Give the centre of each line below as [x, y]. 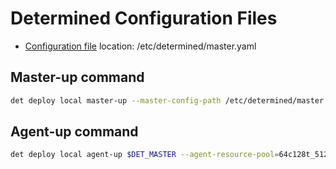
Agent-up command [74, 132]
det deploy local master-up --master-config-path [116, 100]
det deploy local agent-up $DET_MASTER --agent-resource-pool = [145, 155]
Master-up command [77, 77]
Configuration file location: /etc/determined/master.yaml [140, 46]
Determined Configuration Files [144, 18]
